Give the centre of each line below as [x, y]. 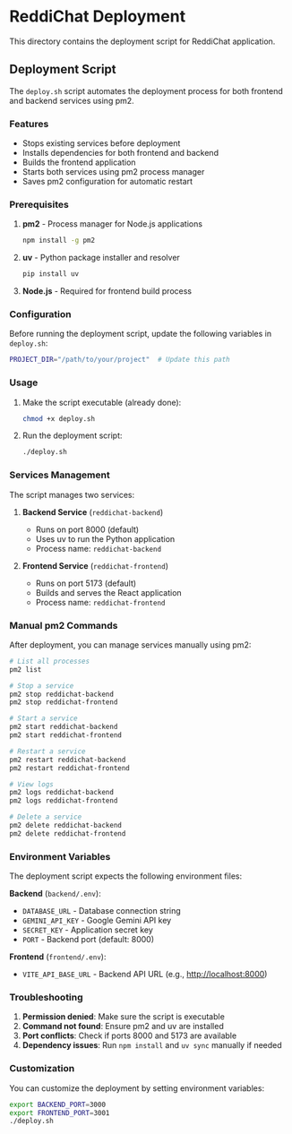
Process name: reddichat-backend [99, 548]
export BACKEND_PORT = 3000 [57, 1104]
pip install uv [51, 274]
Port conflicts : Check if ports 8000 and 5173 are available [129, 1035]
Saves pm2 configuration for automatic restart [107, 182]
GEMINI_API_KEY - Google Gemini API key [97, 921]
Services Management [60, 475]
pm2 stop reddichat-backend [62, 694]
